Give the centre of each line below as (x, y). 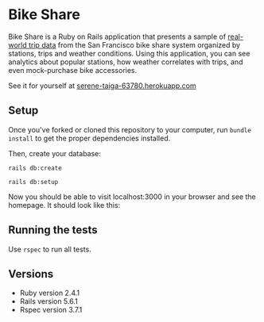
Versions (31, 274)
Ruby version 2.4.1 (50, 293)
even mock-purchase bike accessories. (73, 70)
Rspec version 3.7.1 (51, 310)
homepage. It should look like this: (64, 205)
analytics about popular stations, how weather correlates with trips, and (126, 62)
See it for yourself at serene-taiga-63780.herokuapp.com (102, 86)
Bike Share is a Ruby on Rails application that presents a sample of (117, 36)
